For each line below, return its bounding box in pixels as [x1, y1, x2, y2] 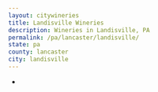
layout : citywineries [8, 11, 80, 20]
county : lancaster [8, 48, 69, 56]
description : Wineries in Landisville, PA [8, 26, 150, 34]
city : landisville [8, 56, 69, 64]
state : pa [8, 41, 41, 49]
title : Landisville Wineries [8, 19, 104, 27]
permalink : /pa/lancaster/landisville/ [8, 33, 140, 42]
